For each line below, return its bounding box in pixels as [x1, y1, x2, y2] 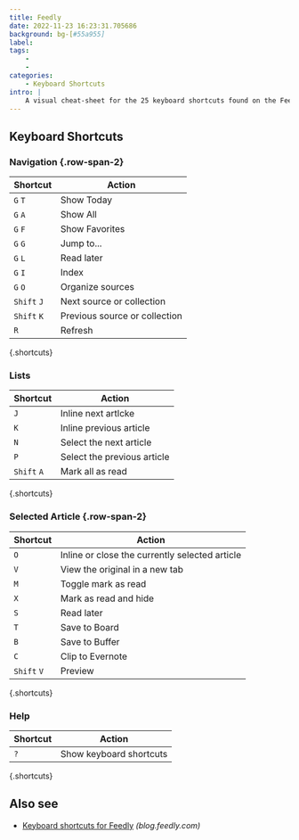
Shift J [13, 297, 44, 308]
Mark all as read [61, 465, 127, 478]
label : [9, 37, 34, 47]
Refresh [61, 325, 93, 337]
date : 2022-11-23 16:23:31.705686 [9, 21, 138, 30]
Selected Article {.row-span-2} [9, 510, 147, 523]
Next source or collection [61, 295, 166, 308]
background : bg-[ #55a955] [9, 29, 105, 38]
